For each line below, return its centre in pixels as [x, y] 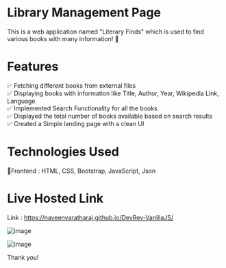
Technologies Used [63, 152]
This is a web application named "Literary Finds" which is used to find [105, 32]
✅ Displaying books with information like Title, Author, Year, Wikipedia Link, [113, 93]
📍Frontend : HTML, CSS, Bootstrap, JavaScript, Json [81, 171]
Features [33, 67]
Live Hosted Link [55, 198]
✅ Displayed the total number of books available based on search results [110, 116]
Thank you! [23, 257]
